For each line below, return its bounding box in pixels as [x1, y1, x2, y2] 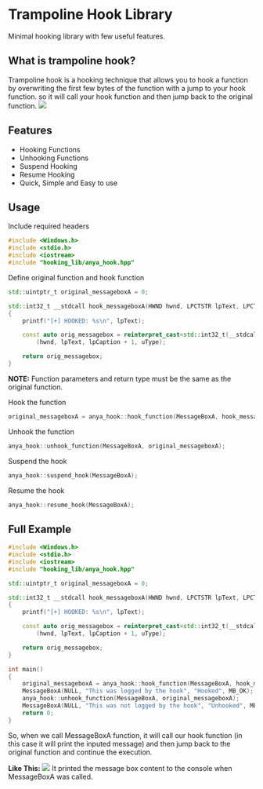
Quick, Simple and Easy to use [19, 178, 118, 188]
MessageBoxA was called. [8, 772, 93, 781]
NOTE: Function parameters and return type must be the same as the [8, 374, 232, 383]
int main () [8, 665, 44, 673]
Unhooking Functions [19, 153, 88, 163]
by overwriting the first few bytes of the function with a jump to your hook [8, 83, 247, 93]
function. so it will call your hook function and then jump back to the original [8, 92, 253, 101]
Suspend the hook [8, 456, 67, 466]
